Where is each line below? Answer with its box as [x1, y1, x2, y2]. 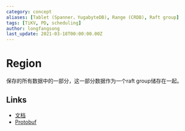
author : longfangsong [6, 25, 60, 32]
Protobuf [14, 118, 37, 126]
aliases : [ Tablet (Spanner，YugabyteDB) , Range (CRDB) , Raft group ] [6, 14, 180, 20]
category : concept [6, 8, 52, 15]
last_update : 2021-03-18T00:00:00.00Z [6, 31, 103, 37]
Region [6, 57, 42, 71]
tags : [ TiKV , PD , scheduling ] [6, 20, 82, 26]
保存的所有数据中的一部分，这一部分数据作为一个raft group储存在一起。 [6, 77, 183, 84]
